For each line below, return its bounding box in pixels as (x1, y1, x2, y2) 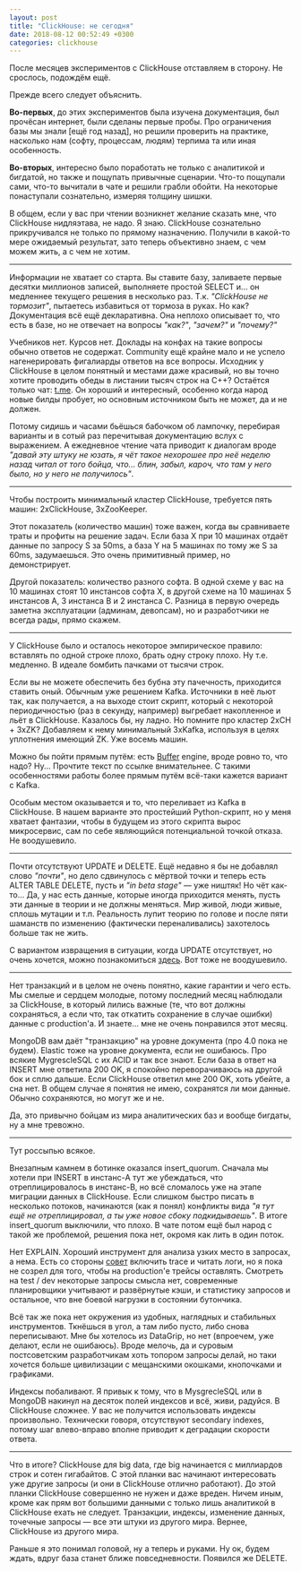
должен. (9, 404, 42, 415)
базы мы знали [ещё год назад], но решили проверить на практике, (9, 126, 269, 137)
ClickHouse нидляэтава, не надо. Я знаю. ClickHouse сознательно (9, 218, 262, 228)
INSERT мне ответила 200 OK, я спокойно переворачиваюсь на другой (9, 1064, 282, 1075)
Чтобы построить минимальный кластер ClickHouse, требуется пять (9, 494, 273, 505)
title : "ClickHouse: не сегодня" (9, 21, 134, 30)
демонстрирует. (9, 559, 72, 570)
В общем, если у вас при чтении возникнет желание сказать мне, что (9, 208, 278, 219)
